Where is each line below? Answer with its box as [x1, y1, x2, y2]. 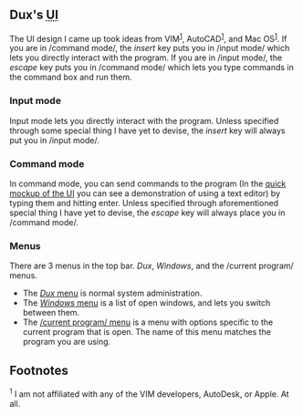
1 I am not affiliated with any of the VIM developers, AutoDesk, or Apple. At [9, 387, 289, 400]
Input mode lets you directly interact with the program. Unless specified [9, 115, 279, 126]
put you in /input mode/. [9, 134, 100, 145]
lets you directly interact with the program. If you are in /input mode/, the [9, 52, 283, 63]
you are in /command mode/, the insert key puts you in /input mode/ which [9, 43, 290, 54]
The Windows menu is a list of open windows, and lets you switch [22, 297, 271, 308]
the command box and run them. [9, 72, 132, 83]
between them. [22, 307, 80, 318]
